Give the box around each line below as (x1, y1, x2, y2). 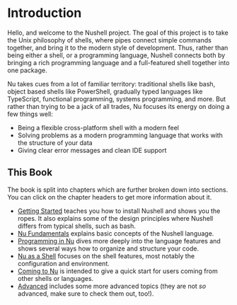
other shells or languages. (17, 274, 94, 282)
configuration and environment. (17, 259, 110, 267)
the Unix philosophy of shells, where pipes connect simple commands (7, 35, 212, 44)
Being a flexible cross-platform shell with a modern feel (17, 123, 179, 132)
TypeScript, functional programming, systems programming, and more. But (7, 94, 226, 103)
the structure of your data (17, 138, 93, 146)
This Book (7, 166, 53, 178)
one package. (7, 66, 47, 74)
